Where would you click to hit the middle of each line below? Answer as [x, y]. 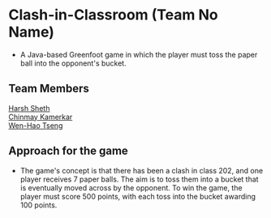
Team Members [49, 89]
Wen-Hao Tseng [36, 125]
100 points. [39, 205]
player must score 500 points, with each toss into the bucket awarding [138, 196]
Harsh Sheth [29, 108]
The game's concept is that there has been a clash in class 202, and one [142, 170]
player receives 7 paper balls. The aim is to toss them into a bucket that [139, 179]
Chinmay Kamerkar [41, 117]
